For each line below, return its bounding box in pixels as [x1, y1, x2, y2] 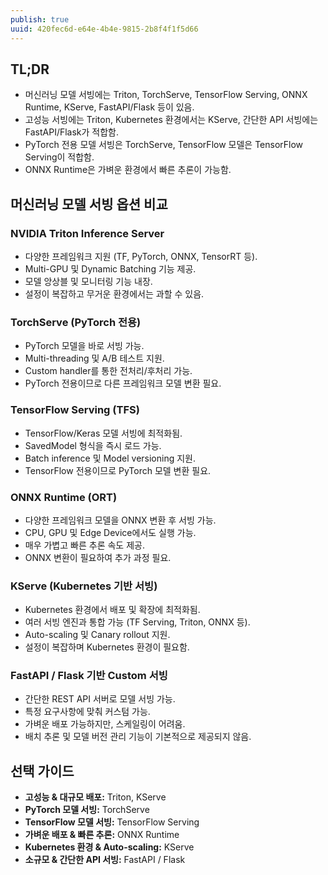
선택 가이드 [10, 762, 75, 780]
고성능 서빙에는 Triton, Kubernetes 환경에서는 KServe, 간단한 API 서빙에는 [24, 114, 319, 126]
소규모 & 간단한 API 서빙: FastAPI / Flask [24, 854, 186, 866]
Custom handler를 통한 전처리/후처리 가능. [24, 365, 193, 377]
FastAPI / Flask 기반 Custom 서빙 [10, 669, 168, 683]
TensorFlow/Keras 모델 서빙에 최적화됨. [24, 427, 183, 439]
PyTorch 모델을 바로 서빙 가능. [24, 340, 145, 352]
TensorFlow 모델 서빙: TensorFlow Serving [24, 816, 200, 828]
